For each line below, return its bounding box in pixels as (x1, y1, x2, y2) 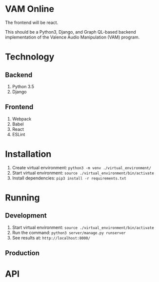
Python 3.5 (12, 83, 34, 89)
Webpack (12, 116, 32, 121)
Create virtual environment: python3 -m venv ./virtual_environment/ (12, 164, 152, 170)
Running (5, 192, 40, 203)
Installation (5, 148, 52, 160)
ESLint (12, 131, 25, 137)
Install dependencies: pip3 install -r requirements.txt (12, 175, 127, 181)
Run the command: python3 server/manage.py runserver (12, 229, 126, 235)
